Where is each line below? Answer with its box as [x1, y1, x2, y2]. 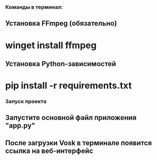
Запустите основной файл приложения [5, 113, 137, 122]
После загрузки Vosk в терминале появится [5, 138, 152, 147]
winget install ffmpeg [5, 39, 97, 51]
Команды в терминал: [5, 4, 63, 11]
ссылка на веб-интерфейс [5, 146, 94, 155]
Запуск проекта [5, 98, 47, 105]
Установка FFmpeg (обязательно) [5, 19, 117, 28]
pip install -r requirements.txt [5, 80, 132, 92]
